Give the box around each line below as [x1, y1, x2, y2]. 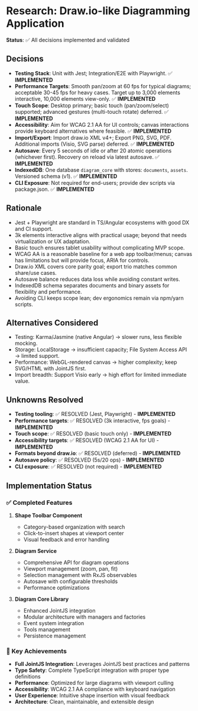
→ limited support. [14, 353, 60, 360]
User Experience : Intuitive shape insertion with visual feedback [14, 692, 170, 699]
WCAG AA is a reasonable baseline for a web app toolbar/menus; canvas [14, 250, 193, 257]
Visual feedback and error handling [23, 536, 109, 543]
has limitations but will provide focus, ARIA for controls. [14, 257, 150, 264]
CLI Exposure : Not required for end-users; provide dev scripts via [14, 179, 176, 186]
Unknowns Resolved [6, 395, 84, 405]
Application [6, 17, 64, 30]
